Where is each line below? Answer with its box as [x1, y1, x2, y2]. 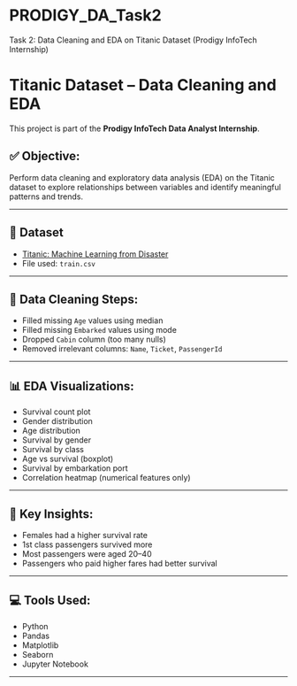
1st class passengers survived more [21, 539, 153, 550]
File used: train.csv [21, 258, 95, 268]
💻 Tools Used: [9, 593, 91, 608]
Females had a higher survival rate [21, 529, 148, 540]
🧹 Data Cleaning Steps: [9, 291, 139, 306]
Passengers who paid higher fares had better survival [21, 558, 218, 568]
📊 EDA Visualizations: [9, 378, 134, 394]
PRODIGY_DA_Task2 [9, 5, 162, 26]
